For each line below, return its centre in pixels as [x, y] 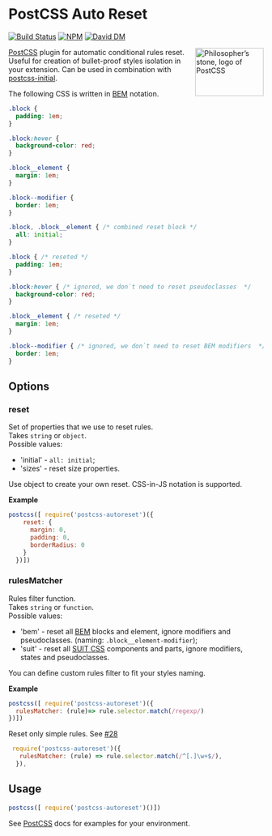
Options [29, 386]
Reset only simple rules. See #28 [63, 734]
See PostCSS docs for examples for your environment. [99, 823]
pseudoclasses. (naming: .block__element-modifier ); [109, 640]
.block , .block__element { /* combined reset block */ [103, 228]
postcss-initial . [33, 78]
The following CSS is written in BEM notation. [84, 93]
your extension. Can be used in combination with [90, 69]
